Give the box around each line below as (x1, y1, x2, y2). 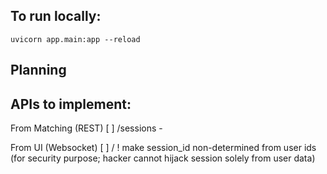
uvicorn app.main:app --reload (10, 34, 141, 44)
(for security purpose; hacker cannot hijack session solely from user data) (10, 152, 316, 164)
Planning (10, 62, 67, 79)
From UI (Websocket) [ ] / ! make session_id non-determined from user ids (10, 142, 317, 154)
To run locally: (10, 8, 102, 25)
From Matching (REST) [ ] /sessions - (10, 122, 163, 134)
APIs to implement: (10, 95, 132, 113)
